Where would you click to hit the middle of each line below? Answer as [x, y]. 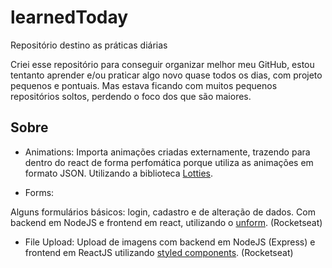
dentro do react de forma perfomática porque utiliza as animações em [169, 162]
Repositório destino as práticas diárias [89, 45]
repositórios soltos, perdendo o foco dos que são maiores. [131, 96]
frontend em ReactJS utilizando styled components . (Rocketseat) [159, 252]
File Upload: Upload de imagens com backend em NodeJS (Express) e [170, 242]
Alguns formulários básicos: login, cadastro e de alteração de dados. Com [163, 212]
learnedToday [69, 17]
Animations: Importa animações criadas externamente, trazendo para [167, 152]
